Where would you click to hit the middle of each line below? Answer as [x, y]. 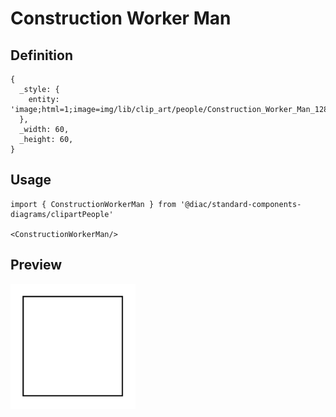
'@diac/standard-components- [241, 204]
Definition [41, 55]
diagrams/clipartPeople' [62, 214]
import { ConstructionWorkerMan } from [93, 204]
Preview [36, 265]
